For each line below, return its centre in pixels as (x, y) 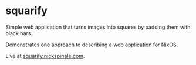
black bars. (19, 33)
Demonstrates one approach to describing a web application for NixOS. (92, 45)
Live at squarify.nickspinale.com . (45, 56)
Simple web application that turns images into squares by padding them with (98, 27)
